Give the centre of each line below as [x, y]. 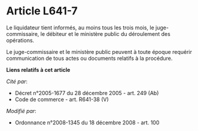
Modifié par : [22, 111]
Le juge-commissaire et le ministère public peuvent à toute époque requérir [99, 51]
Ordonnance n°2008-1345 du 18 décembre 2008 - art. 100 [87, 122]
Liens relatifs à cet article [38, 69]
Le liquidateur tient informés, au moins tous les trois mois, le [80, 28]
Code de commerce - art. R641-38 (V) [62, 99]
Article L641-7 [42, 11]
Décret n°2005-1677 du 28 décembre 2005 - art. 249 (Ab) [87, 93]
